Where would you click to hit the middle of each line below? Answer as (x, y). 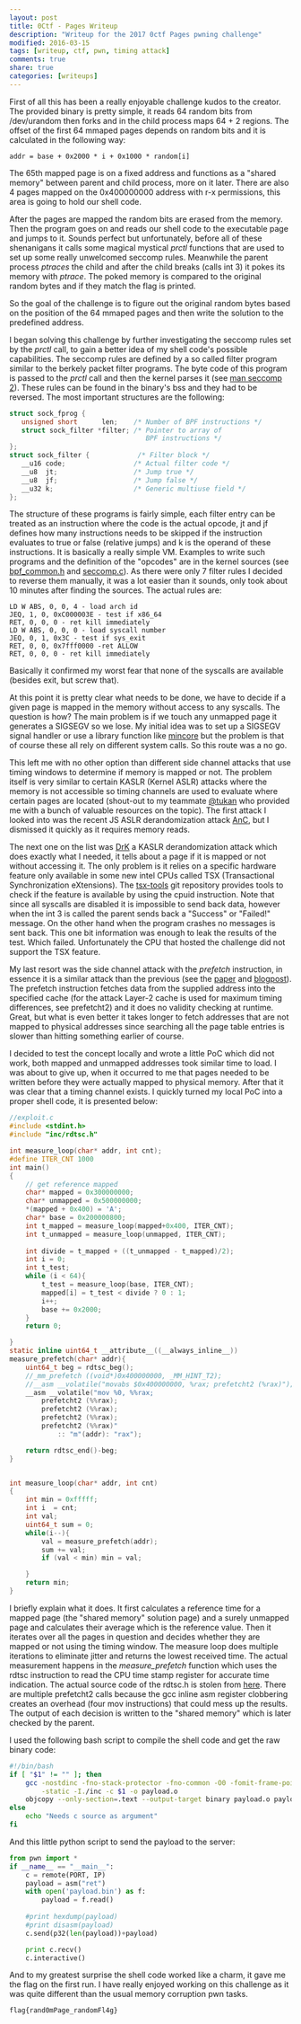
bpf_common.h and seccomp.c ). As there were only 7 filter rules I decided (146, 571)
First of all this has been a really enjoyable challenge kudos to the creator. (145, 102)
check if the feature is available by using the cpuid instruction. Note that (142, 895)
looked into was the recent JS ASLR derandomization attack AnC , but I (139, 820)
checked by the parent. (52, 1722)
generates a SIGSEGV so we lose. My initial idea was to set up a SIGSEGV (145, 726)
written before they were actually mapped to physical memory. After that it (146, 1083)
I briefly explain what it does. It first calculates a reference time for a (135, 1608)
